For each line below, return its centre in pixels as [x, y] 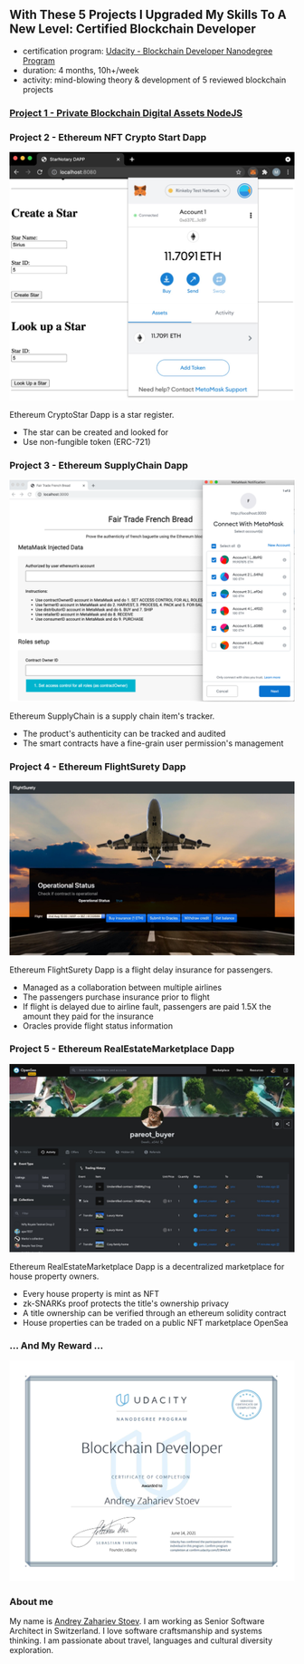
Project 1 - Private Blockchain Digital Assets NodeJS [126, 112]
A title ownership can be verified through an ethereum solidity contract [154, 1312]
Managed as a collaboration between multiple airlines [122, 987]
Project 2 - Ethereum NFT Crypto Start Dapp [108, 137]
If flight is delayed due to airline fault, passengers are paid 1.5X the [147, 1006]
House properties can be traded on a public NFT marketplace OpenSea [155, 1322]
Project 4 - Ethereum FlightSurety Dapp [98, 767]
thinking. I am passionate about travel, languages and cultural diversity [141, 1640]
